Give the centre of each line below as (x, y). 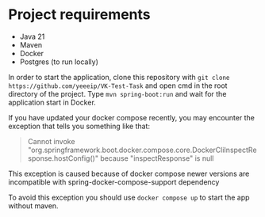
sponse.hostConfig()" (63, 158)
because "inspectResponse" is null (157, 158)
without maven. (33, 206)
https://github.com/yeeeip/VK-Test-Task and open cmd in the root (118, 86)
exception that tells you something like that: (79, 126)
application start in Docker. (52, 102)
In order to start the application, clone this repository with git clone (119, 77)
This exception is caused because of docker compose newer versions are (129, 173)
